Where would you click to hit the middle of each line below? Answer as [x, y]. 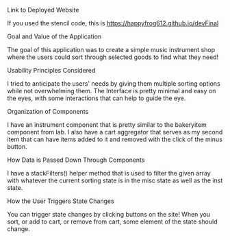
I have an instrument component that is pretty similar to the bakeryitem [107, 125]
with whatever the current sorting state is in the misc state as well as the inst [115, 180]
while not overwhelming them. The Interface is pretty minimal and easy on [112, 91]
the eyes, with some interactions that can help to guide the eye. [97, 98]
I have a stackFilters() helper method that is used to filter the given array [109, 173]
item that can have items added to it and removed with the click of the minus [115, 139]
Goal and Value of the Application [54, 36]
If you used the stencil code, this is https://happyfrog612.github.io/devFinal [113, 23]
